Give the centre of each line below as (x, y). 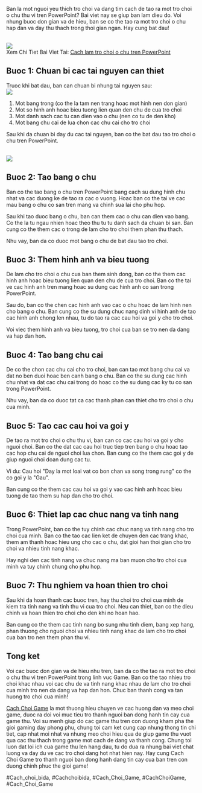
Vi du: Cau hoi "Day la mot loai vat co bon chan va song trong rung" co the (99, 471)
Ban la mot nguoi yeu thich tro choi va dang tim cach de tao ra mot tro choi (99, 9)
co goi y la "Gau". (28, 478)
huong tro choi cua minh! (37, 697)
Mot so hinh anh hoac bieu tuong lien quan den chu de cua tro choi (98, 109)
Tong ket (23, 656)
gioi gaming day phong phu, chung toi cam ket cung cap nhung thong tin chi (101, 727)
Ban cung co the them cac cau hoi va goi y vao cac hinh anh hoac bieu (94, 489)
